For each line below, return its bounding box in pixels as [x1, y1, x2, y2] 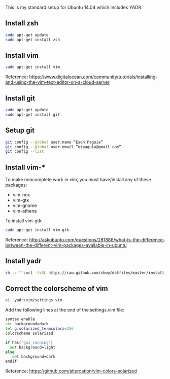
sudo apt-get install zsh [5, 37, 60, 42]
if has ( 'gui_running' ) [5, 340, 53, 345]
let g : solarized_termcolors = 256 [5, 326, 74, 331]
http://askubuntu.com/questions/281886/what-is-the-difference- [29, 236, 165, 243]
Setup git [5, 126, 35, 135]
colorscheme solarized [5, 331, 53, 336]
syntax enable [5, 317, 36, 322]
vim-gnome [12, 202, 37, 209]
